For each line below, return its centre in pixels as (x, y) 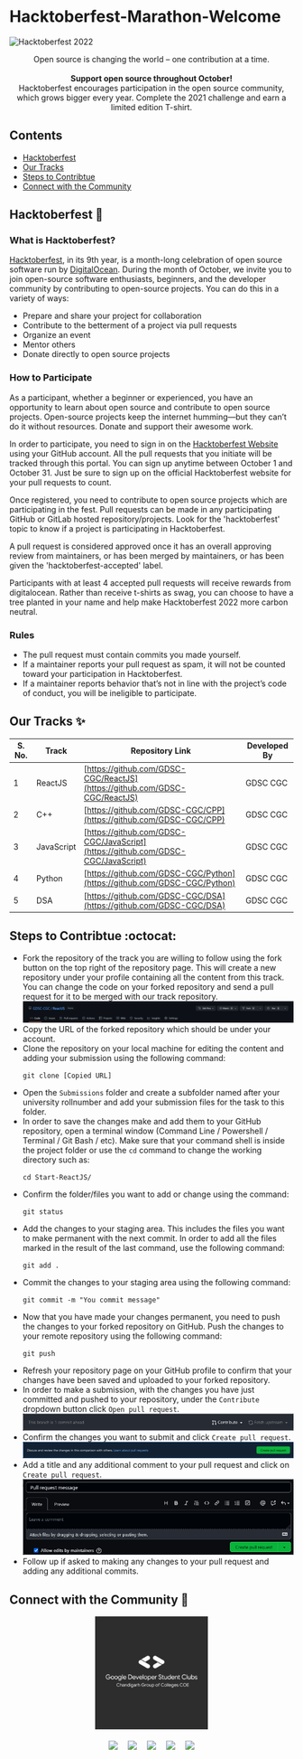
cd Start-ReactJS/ (57, 1178)
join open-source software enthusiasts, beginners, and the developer (138, 279)
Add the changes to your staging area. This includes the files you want (154, 1229)
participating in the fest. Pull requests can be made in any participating (141, 509)
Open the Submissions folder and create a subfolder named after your (151, 1093)
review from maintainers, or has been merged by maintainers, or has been (147, 555)
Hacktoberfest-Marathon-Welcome (145, 17)
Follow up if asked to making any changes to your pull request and (146, 1562)
